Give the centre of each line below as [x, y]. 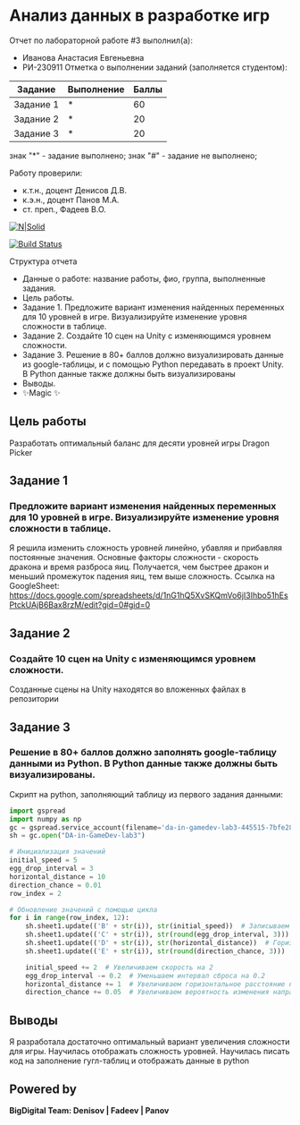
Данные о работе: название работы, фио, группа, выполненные [144, 278]
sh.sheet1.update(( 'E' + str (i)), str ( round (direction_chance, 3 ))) [155, 951]
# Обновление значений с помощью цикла [83, 909]
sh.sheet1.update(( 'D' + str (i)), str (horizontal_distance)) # [147, 943]
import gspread [37, 811]
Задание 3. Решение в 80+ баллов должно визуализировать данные [153, 354]
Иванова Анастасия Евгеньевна [83, 57]
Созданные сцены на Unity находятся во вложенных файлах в [128, 689]
